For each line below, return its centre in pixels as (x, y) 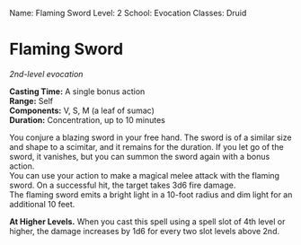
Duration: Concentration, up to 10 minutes (88, 119)
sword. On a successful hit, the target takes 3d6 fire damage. (123, 185)
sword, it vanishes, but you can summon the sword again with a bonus (140, 156)
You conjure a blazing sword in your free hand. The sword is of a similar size (150, 137)
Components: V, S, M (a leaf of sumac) (82, 110)
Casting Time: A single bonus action (77, 91)
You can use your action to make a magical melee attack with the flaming (145, 175)
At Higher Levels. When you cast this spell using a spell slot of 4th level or (147, 221)
